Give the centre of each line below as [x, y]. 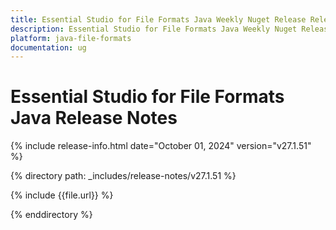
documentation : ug [48, 47]
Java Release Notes [94, 118]
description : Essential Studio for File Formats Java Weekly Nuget [154, 29]
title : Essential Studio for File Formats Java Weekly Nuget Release [158, 19]
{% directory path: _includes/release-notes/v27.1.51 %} [123, 176]
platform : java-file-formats [71, 38]
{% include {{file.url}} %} [62, 195]
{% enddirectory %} [51, 215]
